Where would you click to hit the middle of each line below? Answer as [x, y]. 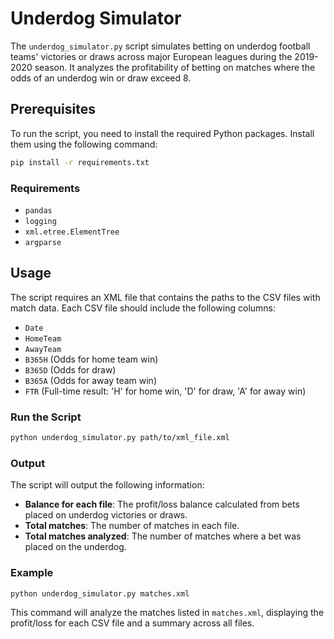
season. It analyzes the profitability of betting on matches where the [175, 67]
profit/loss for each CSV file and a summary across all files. [132, 623]
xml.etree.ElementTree [72, 232]
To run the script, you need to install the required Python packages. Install [162, 133]
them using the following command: [84, 144]
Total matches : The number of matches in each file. [132, 526]
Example [32, 573]
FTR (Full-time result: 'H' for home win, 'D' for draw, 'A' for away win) [165, 391]
